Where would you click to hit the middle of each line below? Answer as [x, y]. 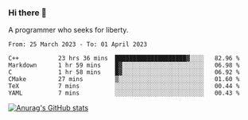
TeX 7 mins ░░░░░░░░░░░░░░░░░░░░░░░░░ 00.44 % [124, 87]
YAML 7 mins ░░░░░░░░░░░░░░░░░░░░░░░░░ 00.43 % [124, 93]
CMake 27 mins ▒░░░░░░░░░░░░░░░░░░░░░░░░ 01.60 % [124, 79]
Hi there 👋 [28, 13]
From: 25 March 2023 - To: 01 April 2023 [78, 45]
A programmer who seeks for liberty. [68, 30]
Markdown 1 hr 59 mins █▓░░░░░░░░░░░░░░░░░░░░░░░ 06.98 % [124, 66]
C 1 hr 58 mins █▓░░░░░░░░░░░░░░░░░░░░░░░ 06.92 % [124, 72]
